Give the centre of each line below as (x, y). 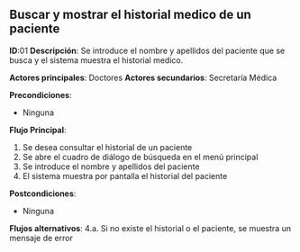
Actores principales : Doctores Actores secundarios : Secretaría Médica (143, 77)
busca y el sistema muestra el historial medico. (96, 60)
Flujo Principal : (38, 130)
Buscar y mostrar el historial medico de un (131, 15)
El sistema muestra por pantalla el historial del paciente (125, 175)
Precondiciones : (41, 94)
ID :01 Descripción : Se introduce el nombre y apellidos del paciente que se (147, 50)
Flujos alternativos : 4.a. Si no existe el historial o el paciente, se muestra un (150, 228)
